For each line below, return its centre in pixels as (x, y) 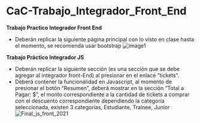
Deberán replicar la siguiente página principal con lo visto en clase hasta (104, 39)
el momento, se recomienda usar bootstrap (68, 46)
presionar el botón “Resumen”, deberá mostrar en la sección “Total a (99, 88)
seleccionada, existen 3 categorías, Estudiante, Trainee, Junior (92, 107)
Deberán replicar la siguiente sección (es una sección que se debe (97, 69)
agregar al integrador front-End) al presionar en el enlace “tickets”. (97, 75)
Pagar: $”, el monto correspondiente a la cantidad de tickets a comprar (102, 94)
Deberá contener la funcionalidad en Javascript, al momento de (93, 82)
